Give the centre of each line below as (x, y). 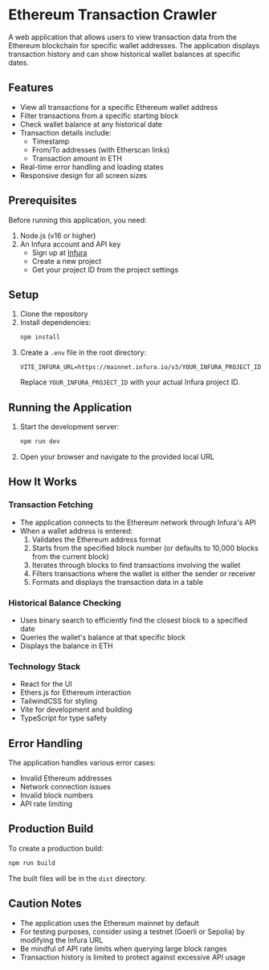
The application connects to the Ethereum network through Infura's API (138, 522)
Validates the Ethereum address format (96, 539)
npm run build (32, 863)
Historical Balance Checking (65, 603)
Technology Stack (45, 666)
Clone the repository (54, 314)
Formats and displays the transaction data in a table (117, 582)
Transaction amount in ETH (77, 158)
